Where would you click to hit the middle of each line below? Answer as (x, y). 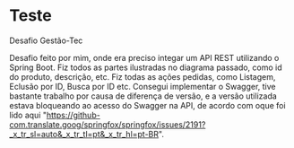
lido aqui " (28, 115)
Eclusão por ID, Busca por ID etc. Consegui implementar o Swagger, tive (143, 86)
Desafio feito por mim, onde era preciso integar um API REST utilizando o (144, 57)
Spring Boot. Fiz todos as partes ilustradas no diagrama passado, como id (146, 67)
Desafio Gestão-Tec (46, 40)
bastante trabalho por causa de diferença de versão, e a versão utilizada (143, 96)
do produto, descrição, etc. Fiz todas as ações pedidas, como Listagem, (143, 76)
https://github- (73, 115)
